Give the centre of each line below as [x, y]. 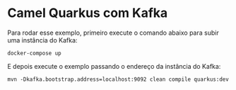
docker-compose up [34, 53]
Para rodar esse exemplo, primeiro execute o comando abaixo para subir [113, 33]
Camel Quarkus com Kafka [88, 13]
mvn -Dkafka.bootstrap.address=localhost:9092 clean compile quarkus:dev [118, 79]
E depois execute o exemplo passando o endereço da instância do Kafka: [114, 66]
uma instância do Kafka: [42, 40]
